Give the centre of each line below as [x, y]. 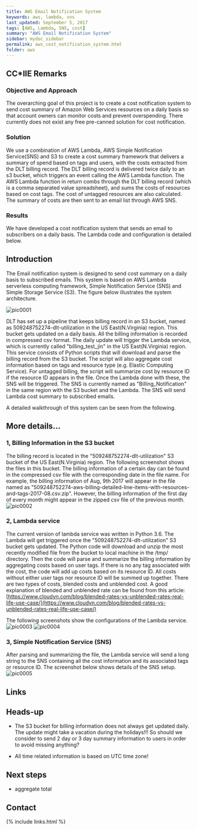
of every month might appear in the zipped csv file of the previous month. [96, 499]
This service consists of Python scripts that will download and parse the [94, 352]
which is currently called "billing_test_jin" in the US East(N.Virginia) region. [96, 346]
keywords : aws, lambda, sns [41, 17]
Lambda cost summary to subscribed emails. [61, 396]
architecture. [21, 298]
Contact [21, 807]
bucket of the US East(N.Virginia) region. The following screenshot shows [95, 462]
